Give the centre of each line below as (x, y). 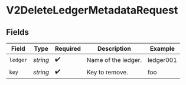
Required (68, 49)
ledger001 (162, 60)
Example (162, 49)
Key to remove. (107, 72)
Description (114, 49)
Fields (18, 32)
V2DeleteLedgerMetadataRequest (92, 10)
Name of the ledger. (114, 60)
